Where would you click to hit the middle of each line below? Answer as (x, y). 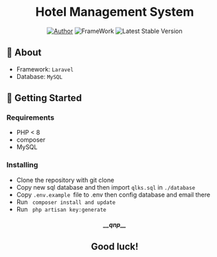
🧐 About (24, 53)
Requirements (31, 118)
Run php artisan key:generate (61, 209)
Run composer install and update (66, 202)
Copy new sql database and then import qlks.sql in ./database (106, 187)
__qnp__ (115, 225)
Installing (22, 165)
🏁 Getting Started (44, 98)
